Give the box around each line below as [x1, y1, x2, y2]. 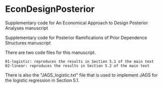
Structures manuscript [5, 40, 51, 45]
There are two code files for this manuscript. [5, 49, 96, 55]
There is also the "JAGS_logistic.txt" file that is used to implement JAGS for [5, 72, 158, 78]
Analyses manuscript [5, 25, 49, 31]
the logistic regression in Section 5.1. [5, 77, 80, 83]
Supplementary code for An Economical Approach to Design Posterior [5, 20, 149, 26]
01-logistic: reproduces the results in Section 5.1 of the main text [5, 59, 154, 64]
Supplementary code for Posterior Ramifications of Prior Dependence [5, 35, 147, 41]
